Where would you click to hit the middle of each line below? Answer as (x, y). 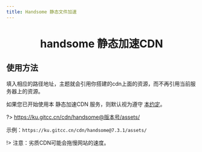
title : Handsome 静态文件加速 (41, 12)
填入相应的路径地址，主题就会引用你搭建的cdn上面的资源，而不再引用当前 (98, 84)
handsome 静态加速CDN (102, 44)
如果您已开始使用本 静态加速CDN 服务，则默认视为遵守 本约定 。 (86, 104)
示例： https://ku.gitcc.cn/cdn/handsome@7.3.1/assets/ (77, 130)
